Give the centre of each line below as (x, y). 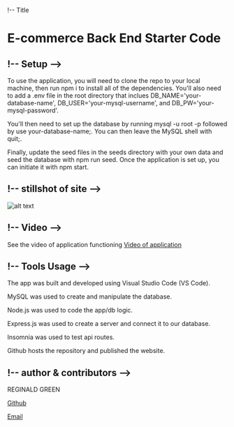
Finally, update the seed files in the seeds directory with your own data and (115, 152)
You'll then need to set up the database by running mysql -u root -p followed (117, 124)
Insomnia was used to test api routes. (61, 337)
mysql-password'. (33, 110)
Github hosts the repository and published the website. (86, 351)
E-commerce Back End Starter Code (114, 38)
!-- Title (18, 10)
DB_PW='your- (193, 103)
